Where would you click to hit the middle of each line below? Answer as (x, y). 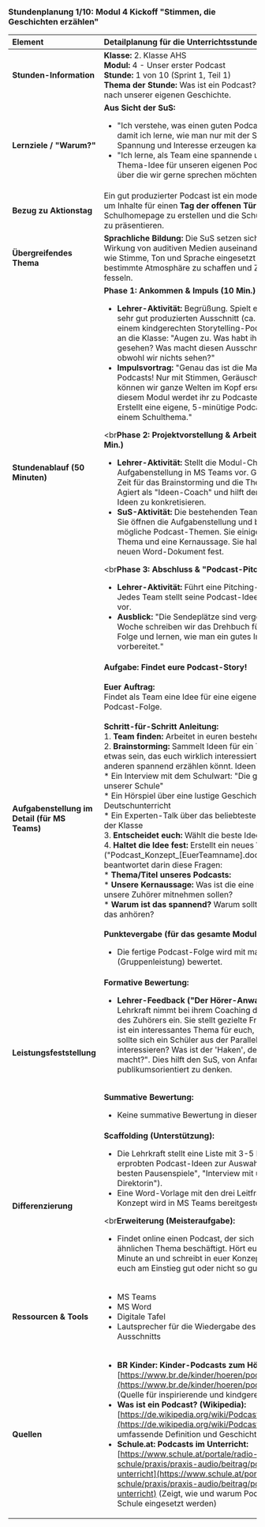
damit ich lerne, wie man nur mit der (184, 135)
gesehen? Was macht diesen (170, 348)
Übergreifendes (42, 253)
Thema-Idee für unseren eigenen (179, 165)
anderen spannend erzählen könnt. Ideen (180, 766)
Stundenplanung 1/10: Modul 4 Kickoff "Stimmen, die (112, 12)
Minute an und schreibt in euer (174, 1258)
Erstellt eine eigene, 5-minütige (176, 407)
